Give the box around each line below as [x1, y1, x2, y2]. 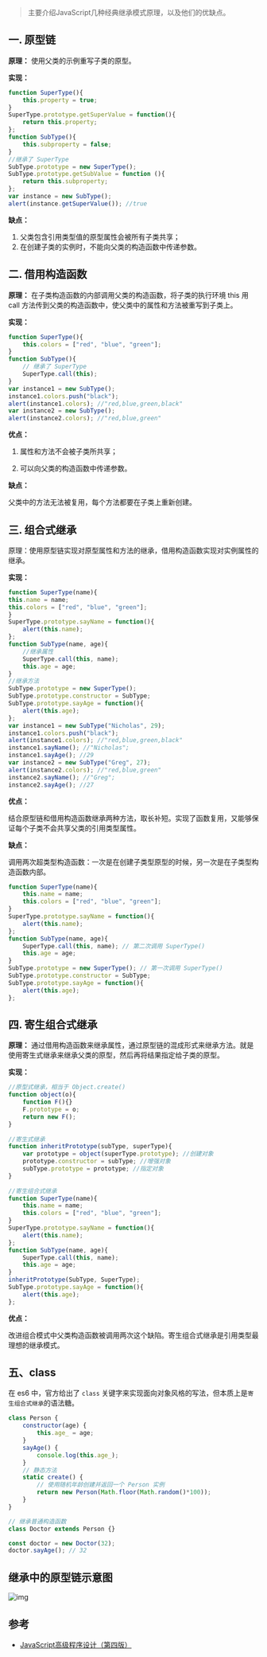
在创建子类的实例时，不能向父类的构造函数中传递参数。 [19, 242, 201, 252]
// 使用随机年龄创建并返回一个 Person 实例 [37, 1481, 165, 1489]
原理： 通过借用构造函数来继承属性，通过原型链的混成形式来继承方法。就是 [8, 1041, 254, 1050]
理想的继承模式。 [8, 1340, 64, 1350]
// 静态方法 [22, 1466, 57, 1474]
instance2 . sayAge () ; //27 [8, 780, 94, 789]
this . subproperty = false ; [22, 140, 112, 148]
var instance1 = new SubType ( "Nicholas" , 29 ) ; [8, 721, 165, 729]
